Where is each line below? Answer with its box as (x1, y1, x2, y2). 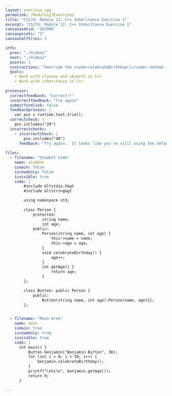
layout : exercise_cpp (5, 7, 52, 13)
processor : (5, 88, 29, 93)
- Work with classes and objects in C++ (14, 74, 102, 80)
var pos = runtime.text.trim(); (14, 112, 83, 117)
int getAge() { (41, 265, 74, 270)
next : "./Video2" (10, 55, 47, 60)
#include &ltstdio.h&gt (24, 184, 74, 189)
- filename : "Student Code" (10, 155, 70, 161)
